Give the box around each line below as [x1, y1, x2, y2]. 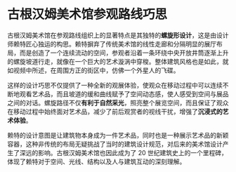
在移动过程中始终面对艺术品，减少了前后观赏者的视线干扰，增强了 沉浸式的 [7, 107, 223, 116]
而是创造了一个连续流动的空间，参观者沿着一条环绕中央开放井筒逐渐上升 [19, 48, 229, 57]
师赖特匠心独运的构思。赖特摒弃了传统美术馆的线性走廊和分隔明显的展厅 [7, 39, 216, 48]
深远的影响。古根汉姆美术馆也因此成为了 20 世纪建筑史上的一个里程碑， [19, 148, 228, 157]
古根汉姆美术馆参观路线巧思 [7, 6, 168, 22]
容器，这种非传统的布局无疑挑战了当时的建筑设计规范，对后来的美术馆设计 [7, 140, 223, 148]
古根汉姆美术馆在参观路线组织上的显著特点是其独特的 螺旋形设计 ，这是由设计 [7, 31, 229, 39]
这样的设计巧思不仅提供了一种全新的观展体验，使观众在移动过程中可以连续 [7, 81, 223, 89]
